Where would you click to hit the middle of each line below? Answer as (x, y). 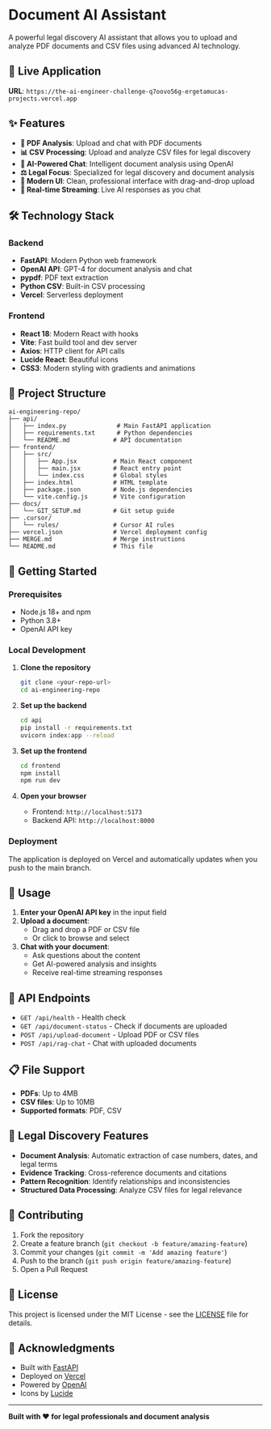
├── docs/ (25, 504)
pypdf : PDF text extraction (64, 278)
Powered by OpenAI (53, 1384)
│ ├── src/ (30, 455)
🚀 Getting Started (53, 571)
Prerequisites (35, 594)
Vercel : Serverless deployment (71, 295)
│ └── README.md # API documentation (95, 440)
